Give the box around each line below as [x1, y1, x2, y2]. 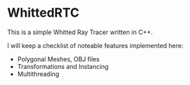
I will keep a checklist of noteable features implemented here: [7, 41, 184, 49]
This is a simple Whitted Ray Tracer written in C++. [7, 28, 153, 36]
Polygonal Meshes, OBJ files [17, 54, 100, 63]
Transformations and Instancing [17, 62, 109, 70]
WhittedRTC [7, 5, 80, 21]
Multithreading [17, 70, 60, 78]
